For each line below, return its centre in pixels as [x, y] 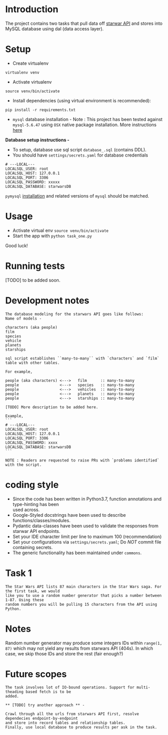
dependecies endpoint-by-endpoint [42, 719]
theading [14, 692]
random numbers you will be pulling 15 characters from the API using [81, 604]
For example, [19, 372]
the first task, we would [32, 591]
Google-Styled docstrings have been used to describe [69, 515]
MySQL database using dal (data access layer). [54, 28]
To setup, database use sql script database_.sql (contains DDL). [79, 149]
